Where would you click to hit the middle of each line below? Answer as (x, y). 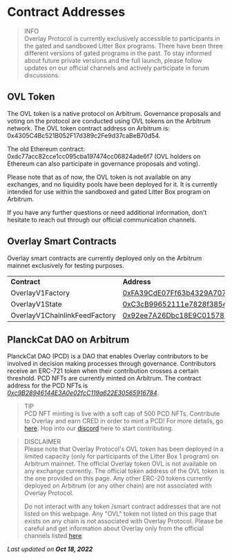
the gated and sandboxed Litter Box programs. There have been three (123, 46)
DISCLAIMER (42, 442)
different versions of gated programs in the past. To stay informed (118, 53)
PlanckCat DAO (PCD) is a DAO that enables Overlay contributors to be (108, 356)
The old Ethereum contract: (46, 148)
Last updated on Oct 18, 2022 (50, 549)
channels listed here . (54, 536)
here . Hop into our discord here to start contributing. (99, 428)
